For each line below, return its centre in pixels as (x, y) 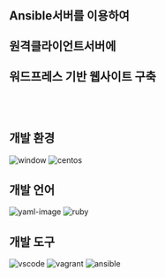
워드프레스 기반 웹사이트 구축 (83, 77)
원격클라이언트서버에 (63, 46)
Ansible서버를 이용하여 (69, 16)
